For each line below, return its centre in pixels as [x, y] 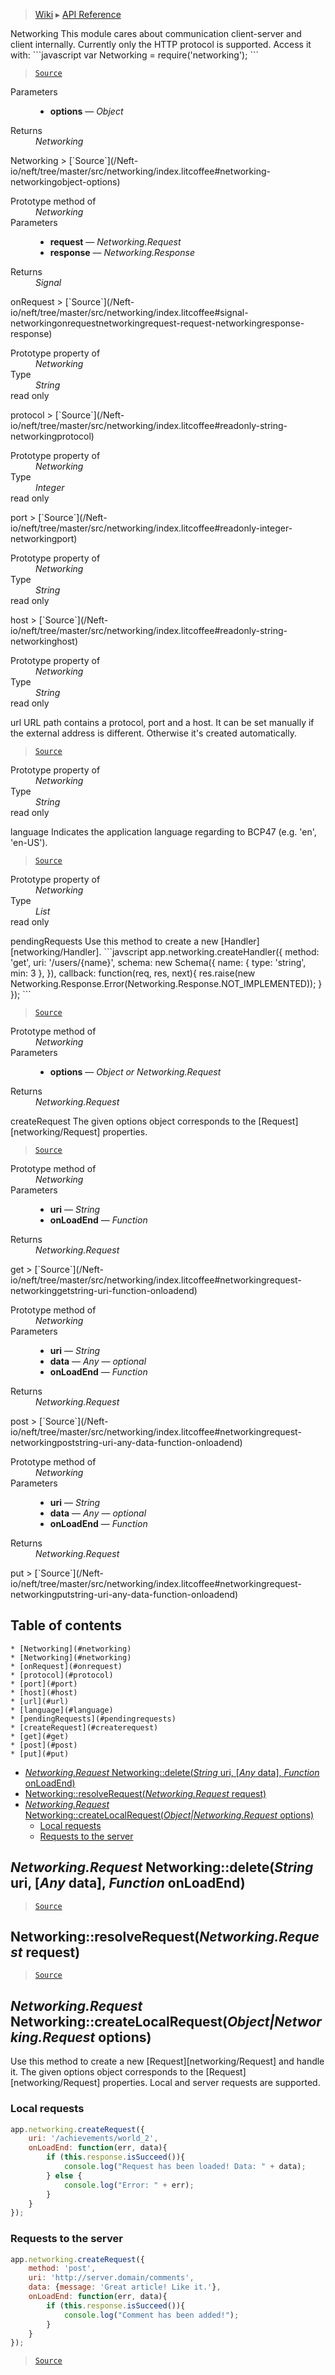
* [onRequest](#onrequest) [66, 1666]
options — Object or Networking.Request [135, 1072]
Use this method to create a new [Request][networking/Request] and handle [167, 2061]
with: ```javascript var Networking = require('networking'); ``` [134, 55]
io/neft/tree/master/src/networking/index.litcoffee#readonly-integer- [151, 528]
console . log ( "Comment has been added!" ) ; [151, 2315]
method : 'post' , [62, 2269]
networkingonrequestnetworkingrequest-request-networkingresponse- [157, 323]
